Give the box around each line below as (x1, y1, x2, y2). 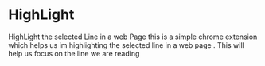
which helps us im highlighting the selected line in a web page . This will (8, 40, 244, 49)
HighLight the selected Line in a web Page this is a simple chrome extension (8, 32, 258, 41)
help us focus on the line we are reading (8, 49, 140, 58)
